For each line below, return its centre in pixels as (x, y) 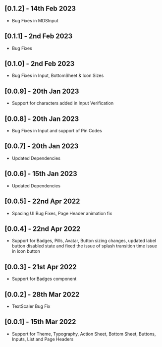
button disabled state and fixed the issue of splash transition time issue (84, 246)
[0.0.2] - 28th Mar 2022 (42, 294)
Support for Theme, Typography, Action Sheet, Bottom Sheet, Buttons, (84, 334)
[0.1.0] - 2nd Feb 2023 (40, 64)
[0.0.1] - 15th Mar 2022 (40, 322)
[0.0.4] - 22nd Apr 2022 (43, 229)
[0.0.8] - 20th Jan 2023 (42, 119)
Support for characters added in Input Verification (63, 103)
